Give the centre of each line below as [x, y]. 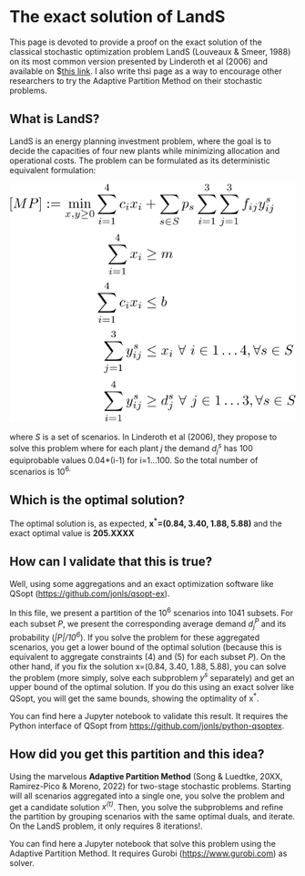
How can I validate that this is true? [111, 562]
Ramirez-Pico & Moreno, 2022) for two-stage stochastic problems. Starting [150, 786]
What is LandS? [55, 119]
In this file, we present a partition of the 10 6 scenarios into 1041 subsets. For [152, 612]
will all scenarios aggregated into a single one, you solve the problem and [147, 796]
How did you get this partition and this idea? [137, 754]
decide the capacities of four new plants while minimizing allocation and [145, 150]
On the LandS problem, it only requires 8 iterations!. [106, 826]
